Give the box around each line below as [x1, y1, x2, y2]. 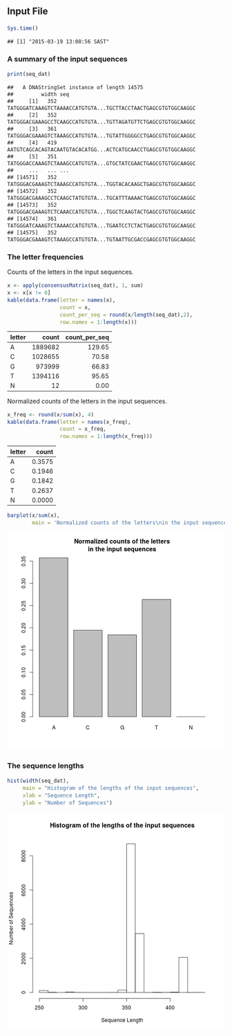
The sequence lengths [7, 761, 84, 770]
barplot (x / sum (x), [7, 512, 60, 519]
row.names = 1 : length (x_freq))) [59, 433, 153, 440]
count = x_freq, [59, 425, 107, 433]
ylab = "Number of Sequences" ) [22, 799, 113, 806]
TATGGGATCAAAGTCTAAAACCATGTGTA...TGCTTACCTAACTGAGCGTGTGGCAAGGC [7, 104, 196, 111]
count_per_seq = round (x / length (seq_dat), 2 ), [59, 311, 193, 318]
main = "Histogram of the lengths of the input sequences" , [22, 785, 199, 792]
